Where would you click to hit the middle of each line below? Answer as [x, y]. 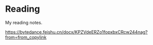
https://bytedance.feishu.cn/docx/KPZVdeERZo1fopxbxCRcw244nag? [76, 32]
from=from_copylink [26, 37]
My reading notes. [24, 22]
